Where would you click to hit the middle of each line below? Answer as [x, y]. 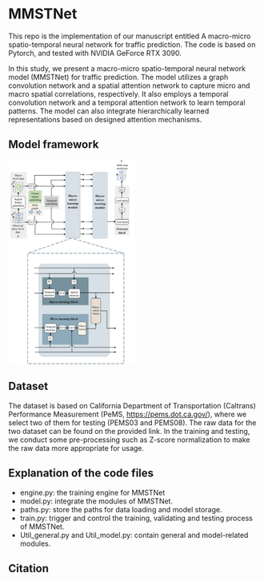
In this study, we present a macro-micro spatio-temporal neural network [127, 68]
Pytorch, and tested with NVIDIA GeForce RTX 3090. [95, 53]
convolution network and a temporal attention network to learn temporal [127, 102]
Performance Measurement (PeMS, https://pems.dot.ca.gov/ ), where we [128, 414]
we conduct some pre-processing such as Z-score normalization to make [129, 440]
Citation [29, 568]
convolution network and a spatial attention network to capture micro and [129, 86]
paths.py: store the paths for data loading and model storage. [121, 509]
